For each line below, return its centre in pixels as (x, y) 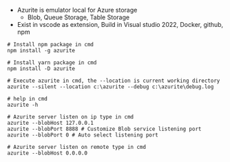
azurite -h (23, 105)
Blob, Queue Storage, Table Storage (78, 17)
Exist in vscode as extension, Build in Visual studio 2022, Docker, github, (120, 24)
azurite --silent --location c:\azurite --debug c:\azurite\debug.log (111, 87)
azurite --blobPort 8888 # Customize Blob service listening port (104, 129)
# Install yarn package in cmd (52, 63)
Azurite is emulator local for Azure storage (77, 10)
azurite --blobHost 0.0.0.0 (48, 153)
